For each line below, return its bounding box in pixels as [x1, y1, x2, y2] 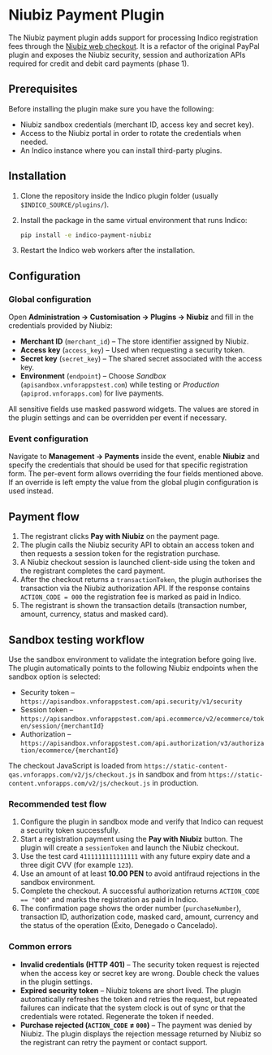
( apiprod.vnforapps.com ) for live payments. [19, 388, 164, 398]
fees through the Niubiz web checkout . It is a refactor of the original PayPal [8, 41, 260, 50]
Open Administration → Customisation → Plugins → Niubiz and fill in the [8, 312, 254, 322]
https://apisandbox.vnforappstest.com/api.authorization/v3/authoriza [19, 739, 265, 748]
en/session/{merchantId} [19, 722, 105, 730]
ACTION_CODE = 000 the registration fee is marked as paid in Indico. [19, 592, 242, 602]
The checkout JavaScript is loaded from [8, 761, 143, 771]
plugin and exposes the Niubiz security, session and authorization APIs [8, 50, 246, 59]
